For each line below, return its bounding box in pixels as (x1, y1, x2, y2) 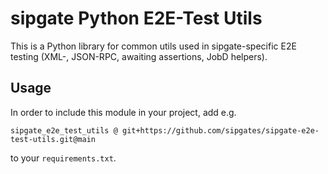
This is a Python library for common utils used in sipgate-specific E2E (10, 40, 297, 52)
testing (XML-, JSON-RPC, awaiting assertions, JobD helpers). (10, 50, 268, 62)
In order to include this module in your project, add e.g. (10, 106, 237, 118)
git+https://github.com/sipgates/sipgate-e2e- (121, 125, 320, 136)
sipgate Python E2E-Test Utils (10, 7, 263, 30)
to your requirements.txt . (10, 152, 117, 164)
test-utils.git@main (10, 134, 97, 144)
